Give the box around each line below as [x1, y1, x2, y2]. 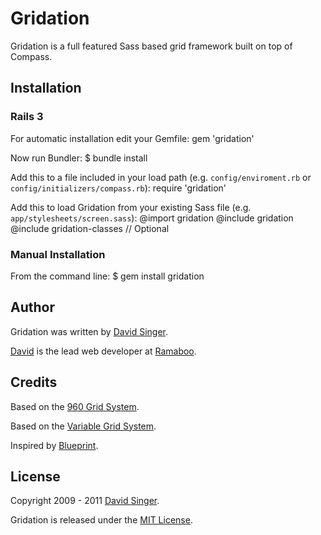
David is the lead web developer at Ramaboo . [10, 345, 197, 357]
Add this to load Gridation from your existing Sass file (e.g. [10, 201, 252, 213]
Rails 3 [10, 110, 44, 124]
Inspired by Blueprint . [10, 439, 99, 451]
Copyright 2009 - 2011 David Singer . [10, 495, 160, 507]
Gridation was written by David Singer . [10, 325, 169, 337]
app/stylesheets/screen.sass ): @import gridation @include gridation [10, 212, 294, 224]
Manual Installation [10, 247, 106, 261]
